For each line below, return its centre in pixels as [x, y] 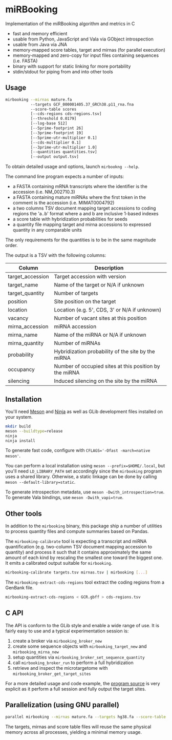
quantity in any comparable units [47, 230]
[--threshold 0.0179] [53, 119]
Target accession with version [90, 277]
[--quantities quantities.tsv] [64, 152]
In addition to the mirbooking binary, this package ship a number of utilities [84, 526]
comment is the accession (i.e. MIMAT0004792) [63, 203]
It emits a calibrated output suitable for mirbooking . [59, 563]
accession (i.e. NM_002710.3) [44, 192]
